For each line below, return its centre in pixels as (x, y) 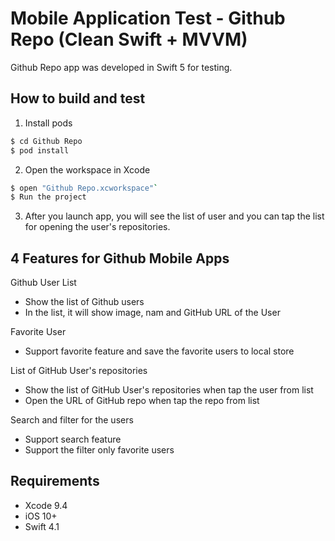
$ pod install (40, 150)
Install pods (48, 123)
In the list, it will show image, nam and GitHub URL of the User (152, 313)
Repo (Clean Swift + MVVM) (129, 39)
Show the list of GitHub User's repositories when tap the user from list (169, 390)
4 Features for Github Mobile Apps (120, 258)
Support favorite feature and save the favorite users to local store (159, 351)
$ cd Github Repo (46, 141)
